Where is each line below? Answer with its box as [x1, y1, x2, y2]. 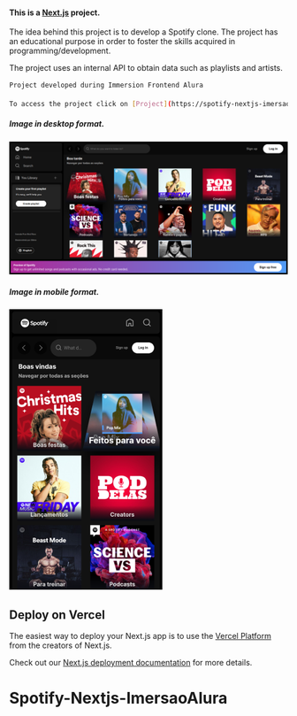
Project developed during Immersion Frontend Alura [9, 81, 203, 90]
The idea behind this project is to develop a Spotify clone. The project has [9, 27, 278, 37]
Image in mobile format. [9, 287, 100, 297]
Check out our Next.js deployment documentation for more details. [9, 658, 253, 668]
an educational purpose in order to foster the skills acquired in [9, 36, 236, 47]
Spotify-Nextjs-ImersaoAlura [9, 689, 228, 708]
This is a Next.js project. [9, 7, 101, 18]
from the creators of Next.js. [9, 640, 112, 651]
